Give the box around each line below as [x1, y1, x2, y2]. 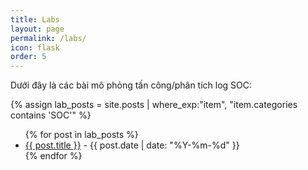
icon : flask [10, 42, 60, 53]
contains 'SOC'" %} [10, 109, 92, 121]
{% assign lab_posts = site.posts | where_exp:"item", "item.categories [10, 99, 298, 111]
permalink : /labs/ [10, 33, 87, 43]
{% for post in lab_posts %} [24, 129, 139, 141]
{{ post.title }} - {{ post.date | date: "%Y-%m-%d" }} [24, 139, 240, 151]
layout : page [10, 24, 65, 34]
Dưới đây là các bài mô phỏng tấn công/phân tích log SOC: [10, 79, 253, 91]
